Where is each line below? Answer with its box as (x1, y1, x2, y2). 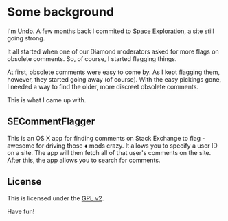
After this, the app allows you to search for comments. (7, 156, 161, 164)
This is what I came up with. (7, 95, 87, 104)
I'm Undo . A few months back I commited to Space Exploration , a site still (7, 27, 214, 35)
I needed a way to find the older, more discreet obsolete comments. (7, 82, 199, 91)
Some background (7, 4, 115, 20)
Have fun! (7, 207, 35, 216)
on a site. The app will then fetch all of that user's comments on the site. (7, 148, 212, 156)
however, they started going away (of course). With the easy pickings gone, (7, 75, 222, 83)
